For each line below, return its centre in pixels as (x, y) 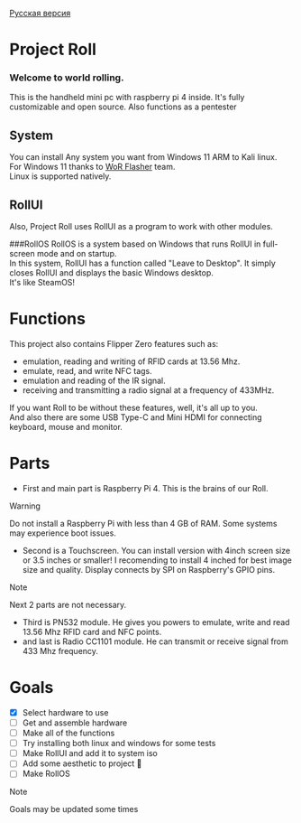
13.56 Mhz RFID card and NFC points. (92, 631)
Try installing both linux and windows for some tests (119, 744)
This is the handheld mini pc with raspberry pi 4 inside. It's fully (127, 98)
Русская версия (40, 13)
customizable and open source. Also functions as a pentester (123, 107)
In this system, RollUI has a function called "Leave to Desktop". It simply (143, 263)
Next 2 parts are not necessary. (68, 604)
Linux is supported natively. (60, 176)
